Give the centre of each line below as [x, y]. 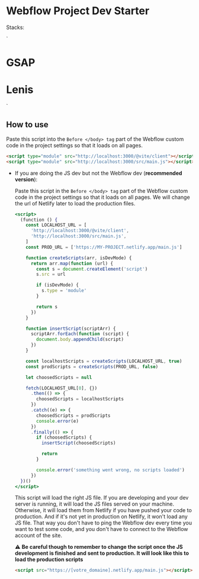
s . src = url [51, 274]
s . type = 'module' [64, 291]
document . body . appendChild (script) [80, 340]
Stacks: [15, 27]
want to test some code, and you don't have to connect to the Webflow [101, 529]
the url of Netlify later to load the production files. [75, 203]
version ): [26, 179]
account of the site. [38, 535]
